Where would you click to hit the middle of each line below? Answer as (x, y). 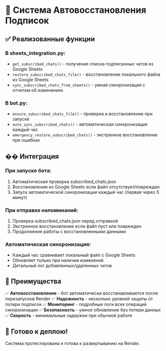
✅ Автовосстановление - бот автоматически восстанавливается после (82, 293)
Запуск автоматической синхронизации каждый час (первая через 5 (86, 192)
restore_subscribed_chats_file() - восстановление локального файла (86, 74)
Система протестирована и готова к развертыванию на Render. (73, 344)
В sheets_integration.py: (35, 53)
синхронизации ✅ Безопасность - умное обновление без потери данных (83, 310)
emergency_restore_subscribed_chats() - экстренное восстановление (85, 135)
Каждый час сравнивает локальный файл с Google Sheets (74, 255)
